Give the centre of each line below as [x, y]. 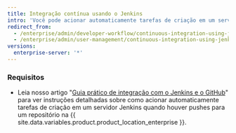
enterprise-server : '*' [48, 53]
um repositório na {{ [46, 115]
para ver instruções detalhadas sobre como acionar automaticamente [118, 100]
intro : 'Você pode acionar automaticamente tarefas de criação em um [111, 20]
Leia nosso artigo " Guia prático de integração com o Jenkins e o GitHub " [123, 92]
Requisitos [26, 77]
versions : [22, 46]
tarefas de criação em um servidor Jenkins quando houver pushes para [121, 107]
